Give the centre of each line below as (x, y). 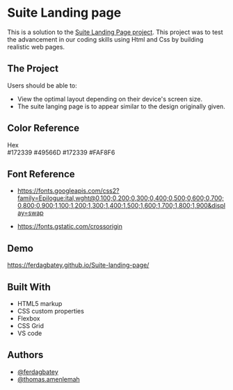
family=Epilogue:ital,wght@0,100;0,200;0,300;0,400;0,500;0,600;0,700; (121, 198)
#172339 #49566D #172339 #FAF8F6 (61, 152)
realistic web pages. (36, 47)
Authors (25, 355)
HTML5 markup (40, 303)
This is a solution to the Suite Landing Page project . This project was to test (115, 32)
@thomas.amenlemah (48, 379)
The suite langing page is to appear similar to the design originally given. (121, 106)
